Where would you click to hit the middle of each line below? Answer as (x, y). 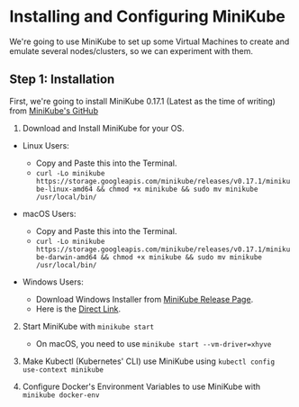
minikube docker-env (61, 395)
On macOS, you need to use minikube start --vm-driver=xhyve (154, 343)
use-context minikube (63, 370)
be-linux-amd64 (64, 189)
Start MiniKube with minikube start (88, 326)
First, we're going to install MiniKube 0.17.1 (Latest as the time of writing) (143, 101)
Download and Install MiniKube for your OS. (103, 128)
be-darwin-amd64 (66, 257)
